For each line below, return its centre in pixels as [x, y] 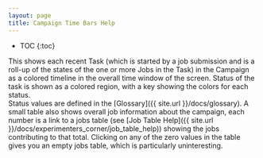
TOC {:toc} [37, 45]
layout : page [30, 15]
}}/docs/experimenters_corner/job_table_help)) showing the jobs [114, 129]
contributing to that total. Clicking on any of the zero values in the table [124, 137]
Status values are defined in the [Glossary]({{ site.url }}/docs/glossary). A [128, 103]
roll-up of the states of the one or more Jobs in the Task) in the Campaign [129, 69]
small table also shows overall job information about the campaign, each [126, 111]
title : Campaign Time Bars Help [62, 23]
